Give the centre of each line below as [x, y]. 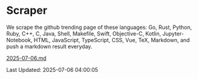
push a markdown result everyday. [49, 46]
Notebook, [19, 40]
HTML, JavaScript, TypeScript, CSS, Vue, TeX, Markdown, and [112, 40]
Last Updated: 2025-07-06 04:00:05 [52, 69]
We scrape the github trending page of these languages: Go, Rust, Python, [99, 27]
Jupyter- [173, 33]
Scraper [27, 11]
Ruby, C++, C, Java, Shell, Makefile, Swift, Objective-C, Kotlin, [84, 33]
